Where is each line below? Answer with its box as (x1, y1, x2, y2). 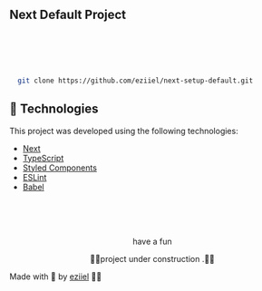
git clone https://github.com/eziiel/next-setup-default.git (17, 76, 254, 85)
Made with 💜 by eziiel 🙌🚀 (9, 271, 102, 282)
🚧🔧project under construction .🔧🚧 (89, 253, 216, 264)
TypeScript (22, 152, 64, 163)
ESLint (22, 171, 47, 182)
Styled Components (22, 162, 98, 173)
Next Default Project (9, 7, 127, 23)
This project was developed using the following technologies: (9, 125, 238, 136)
